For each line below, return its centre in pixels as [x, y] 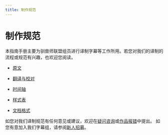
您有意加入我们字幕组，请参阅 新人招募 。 [47, 127]
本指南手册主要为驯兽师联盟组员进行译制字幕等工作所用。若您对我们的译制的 [84, 51]
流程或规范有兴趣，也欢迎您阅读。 [40, 57]
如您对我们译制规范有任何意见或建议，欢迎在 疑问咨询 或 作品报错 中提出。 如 [83, 121]
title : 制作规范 [21, 10]
